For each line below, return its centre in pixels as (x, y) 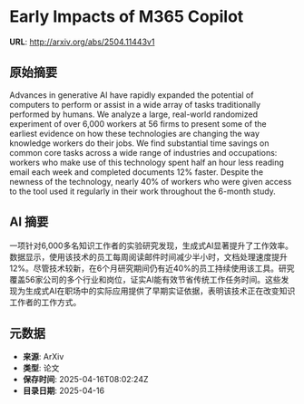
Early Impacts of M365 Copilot (127, 17)
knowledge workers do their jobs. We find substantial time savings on (139, 143)
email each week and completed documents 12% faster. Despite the (137, 172)
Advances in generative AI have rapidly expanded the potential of (132, 95)
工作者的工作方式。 (45, 302)
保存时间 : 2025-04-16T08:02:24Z (85, 380)
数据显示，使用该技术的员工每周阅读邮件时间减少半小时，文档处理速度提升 (148, 256)
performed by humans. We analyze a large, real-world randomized (134, 114)
